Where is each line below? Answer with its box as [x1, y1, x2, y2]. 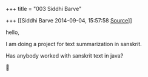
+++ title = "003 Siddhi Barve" [5, 5, 82, 12]
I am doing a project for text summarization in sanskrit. [5, 41, 142, 47]
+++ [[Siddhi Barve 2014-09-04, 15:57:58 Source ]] [5, 17, 132, 24]
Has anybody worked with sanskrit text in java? [5, 52, 124, 59]
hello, [5, 28, 19, 36]
